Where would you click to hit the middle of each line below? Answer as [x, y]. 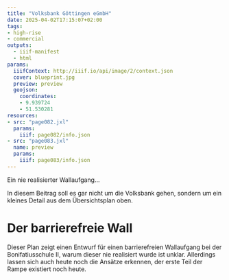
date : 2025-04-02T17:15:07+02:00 [55, 20]
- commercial [26, 39]
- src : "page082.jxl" [38, 122]
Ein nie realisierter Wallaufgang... [54, 180]
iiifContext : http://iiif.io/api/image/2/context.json [93, 71]
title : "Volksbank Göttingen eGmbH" [59, 13]
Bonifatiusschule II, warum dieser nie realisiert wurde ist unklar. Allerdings [111, 254]
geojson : [26, 90]
